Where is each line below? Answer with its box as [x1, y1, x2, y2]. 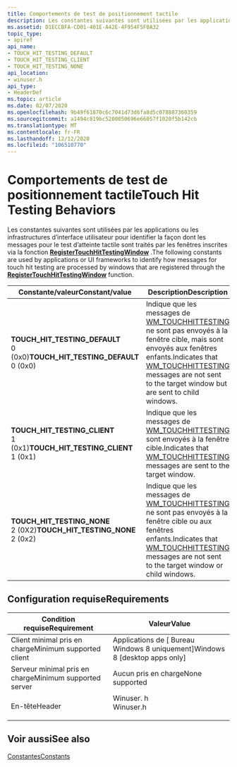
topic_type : [7, 30, 42, 37]
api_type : [7, 83, 37, 90]
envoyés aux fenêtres [145, 343, 217, 353]
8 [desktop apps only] [112, 653, 186, 662]
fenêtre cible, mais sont [145, 335, 224, 345]
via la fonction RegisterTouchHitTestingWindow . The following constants [7, 248, 222, 256]
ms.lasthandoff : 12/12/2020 [7, 135, 90, 142]
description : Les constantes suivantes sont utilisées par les [7, 17, 197, 24]
